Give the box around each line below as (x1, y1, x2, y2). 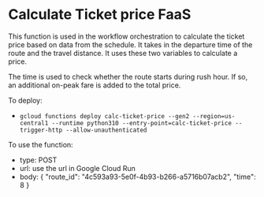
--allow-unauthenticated (65, 126, 147, 134)
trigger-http (19, 126, 63, 134)
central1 (19, 119, 49, 127)
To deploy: (8, 95, 43, 105)
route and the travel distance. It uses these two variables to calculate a (8, 48, 238, 58)
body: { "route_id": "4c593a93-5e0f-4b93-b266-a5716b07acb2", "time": (19, 172, 256, 181)
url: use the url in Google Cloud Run (19, 163, 136, 173)
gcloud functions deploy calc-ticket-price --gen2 (19, 112, 190, 120)
